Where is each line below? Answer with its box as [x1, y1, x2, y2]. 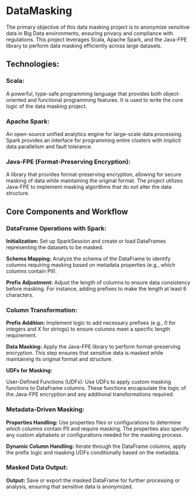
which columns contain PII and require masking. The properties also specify [6, 425, 189, 432]
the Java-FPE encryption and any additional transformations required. [6, 391, 174, 398]
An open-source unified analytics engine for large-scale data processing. [6, 130, 183, 137]
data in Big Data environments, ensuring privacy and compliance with [6, 29, 174, 36]
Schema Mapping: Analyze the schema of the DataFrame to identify [6, 255, 171, 262]
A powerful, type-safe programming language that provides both [6, 90, 162, 97]
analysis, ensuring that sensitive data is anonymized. [6, 483, 133, 490]
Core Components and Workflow [6, 206, 129, 216]
